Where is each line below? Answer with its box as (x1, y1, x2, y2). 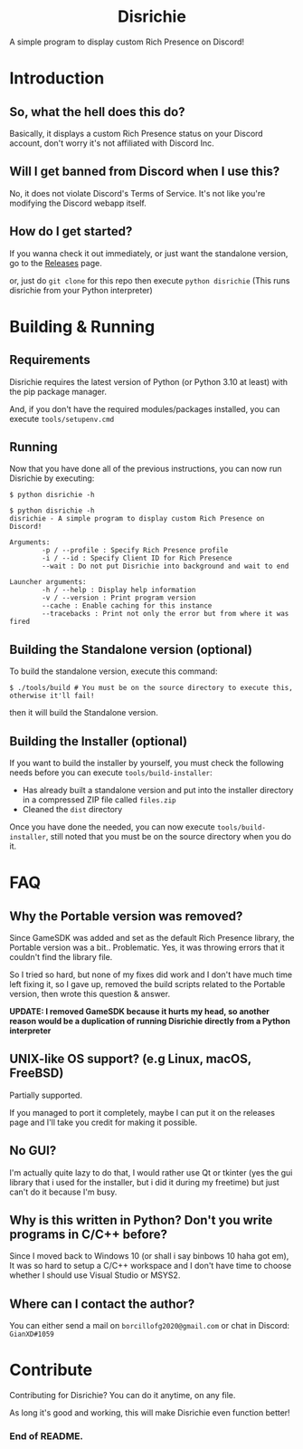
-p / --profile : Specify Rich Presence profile (42, 546, 229, 555)
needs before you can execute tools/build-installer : (9, 767, 213, 778)
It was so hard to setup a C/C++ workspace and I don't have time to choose (9, 1261, 292, 1271)
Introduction (9, 68, 105, 89)
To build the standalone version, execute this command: (9, 666, 218, 677)
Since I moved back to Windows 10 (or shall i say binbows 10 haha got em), (9, 1251, 289, 1262)
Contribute (9, 1360, 93, 1380)
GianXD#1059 (9, 1329, 54, 1339)
